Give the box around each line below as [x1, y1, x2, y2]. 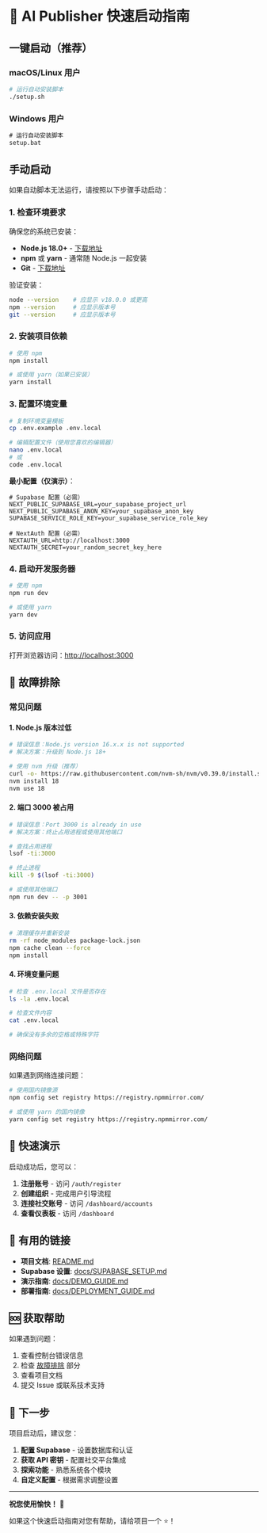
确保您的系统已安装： [9, 227, 78, 236]
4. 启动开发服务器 [9, 563, 76, 574]
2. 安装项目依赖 [9, 330, 68, 341]
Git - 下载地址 [20, 263, 66, 273]
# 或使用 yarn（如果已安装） [9, 371, 93, 379]
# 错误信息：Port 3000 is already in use [9, 821, 142, 829]
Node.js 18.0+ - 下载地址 [20, 243, 103, 253]
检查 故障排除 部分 [20, 1360, 81, 1371]
